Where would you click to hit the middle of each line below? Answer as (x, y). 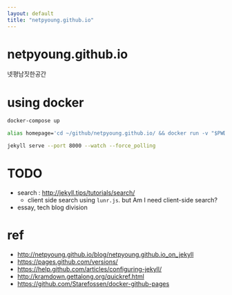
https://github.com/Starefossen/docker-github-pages (93, 283)
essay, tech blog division (52, 207)
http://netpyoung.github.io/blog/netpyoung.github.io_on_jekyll (105, 254)
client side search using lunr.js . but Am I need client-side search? (122, 200)
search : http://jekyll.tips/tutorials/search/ (76, 192)
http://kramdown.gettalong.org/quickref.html (81, 276)
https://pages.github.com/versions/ (68, 261)
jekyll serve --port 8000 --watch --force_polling (81, 146)
